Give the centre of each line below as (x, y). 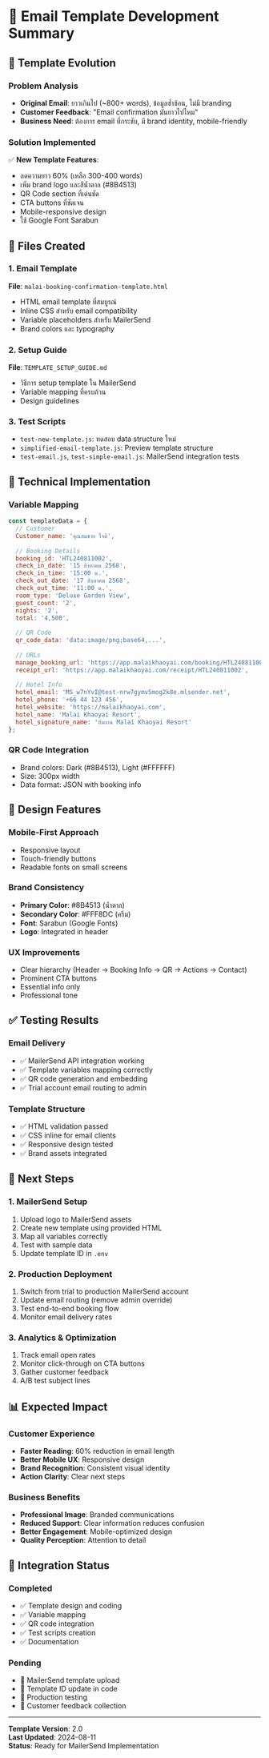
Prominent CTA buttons (58, 978)
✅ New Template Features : (54, 160)
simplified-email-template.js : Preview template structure (116, 448)
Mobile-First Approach (54, 833)
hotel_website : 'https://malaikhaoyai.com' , (91, 708)
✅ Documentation (49, 1642)
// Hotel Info (39, 685)
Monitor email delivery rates (66, 1317)
